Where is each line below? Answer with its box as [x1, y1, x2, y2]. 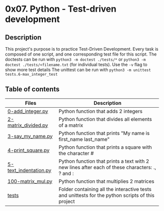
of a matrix [58, 122, 83, 129]
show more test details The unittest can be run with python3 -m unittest [5, 67, 151, 73]
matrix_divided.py [7, 122, 48, 129]
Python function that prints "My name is [58, 130, 150, 136]
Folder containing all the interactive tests [58, 186, 152, 192]
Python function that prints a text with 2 [58, 157, 149, 164]
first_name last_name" [58, 135, 110, 142]
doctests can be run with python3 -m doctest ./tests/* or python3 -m [5, 57, 146, 62]
